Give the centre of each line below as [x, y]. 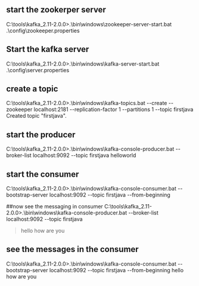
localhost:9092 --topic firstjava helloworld [84, 155]
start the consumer [43, 174]
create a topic [32, 89]
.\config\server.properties [38, 70]
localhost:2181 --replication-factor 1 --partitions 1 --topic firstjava [114, 109]
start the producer [41, 135]
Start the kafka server [48, 49]
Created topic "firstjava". [36, 116]
